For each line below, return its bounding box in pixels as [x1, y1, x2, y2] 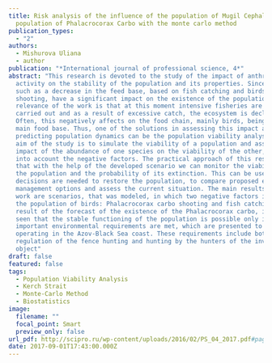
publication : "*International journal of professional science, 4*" [8, 65, 244, 73]
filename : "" [15, 312, 60, 320]
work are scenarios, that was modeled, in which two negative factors [15, 192, 259, 200]
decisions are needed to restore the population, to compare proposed [15, 177, 259, 186]
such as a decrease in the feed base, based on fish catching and [15, 87, 244, 95]
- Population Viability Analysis [15, 275, 129, 283]
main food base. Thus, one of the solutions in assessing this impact [15, 125, 259, 133]
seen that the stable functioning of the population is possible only [15, 215, 259, 223]
